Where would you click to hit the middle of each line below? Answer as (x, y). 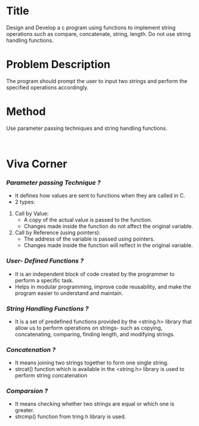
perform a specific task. (44, 280)
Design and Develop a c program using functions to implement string (91, 28)
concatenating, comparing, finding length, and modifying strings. (95, 334)
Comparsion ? (27, 391)
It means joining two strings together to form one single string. (92, 363)
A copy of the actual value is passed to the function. (88, 220)
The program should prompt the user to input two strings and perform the (97, 81)
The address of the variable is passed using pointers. (89, 239)
